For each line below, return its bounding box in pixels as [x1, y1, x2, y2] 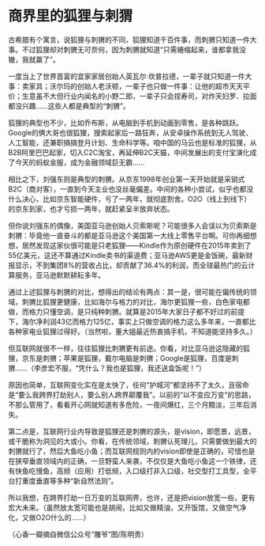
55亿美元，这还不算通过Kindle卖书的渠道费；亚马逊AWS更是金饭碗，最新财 [8, 250, 253, 260]
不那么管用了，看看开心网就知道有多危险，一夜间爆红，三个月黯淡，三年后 [8, 400, 250, 409]
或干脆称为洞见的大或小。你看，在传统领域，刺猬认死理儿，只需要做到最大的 [8, 436, 257, 446]
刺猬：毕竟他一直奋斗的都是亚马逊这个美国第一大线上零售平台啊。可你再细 [8, 230, 250, 240]
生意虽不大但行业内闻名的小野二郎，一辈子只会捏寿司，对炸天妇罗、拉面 [21, 91, 257, 100]
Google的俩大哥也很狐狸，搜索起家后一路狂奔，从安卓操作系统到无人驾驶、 [8, 127, 253, 137]
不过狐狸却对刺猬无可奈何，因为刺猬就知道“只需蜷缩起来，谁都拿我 [21, 44, 240, 54]
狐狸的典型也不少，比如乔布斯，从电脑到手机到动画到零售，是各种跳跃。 [8, 118, 243, 127]
